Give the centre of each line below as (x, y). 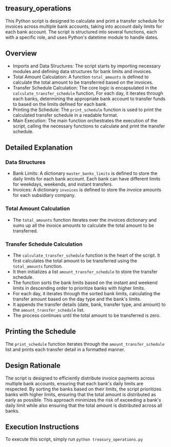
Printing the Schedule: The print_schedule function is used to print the (87, 110)
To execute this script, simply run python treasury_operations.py (74, 439)
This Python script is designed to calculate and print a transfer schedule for (85, 21)
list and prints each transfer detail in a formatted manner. (65, 349)
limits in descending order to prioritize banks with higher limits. (79, 288)
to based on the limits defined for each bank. (60, 104)
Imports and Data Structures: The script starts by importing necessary (87, 66)
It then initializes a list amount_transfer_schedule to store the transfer (85, 272)
